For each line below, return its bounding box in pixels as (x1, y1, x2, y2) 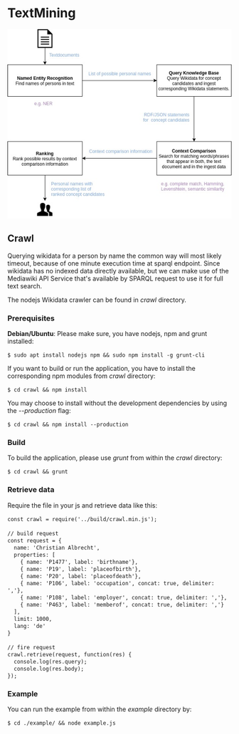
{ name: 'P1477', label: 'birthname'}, (20, 558, 139, 565)
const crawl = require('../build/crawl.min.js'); (7, 515, 158, 523)
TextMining (7, 5, 76, 21)
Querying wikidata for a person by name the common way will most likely (7, 251, 222, 260)
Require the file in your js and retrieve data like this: (7, 500, 158, 510)
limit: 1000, (14, 615, 53, 622)
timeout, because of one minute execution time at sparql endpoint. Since (7, 258, 221, 268)
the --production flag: (7, 407, 71, 415)
